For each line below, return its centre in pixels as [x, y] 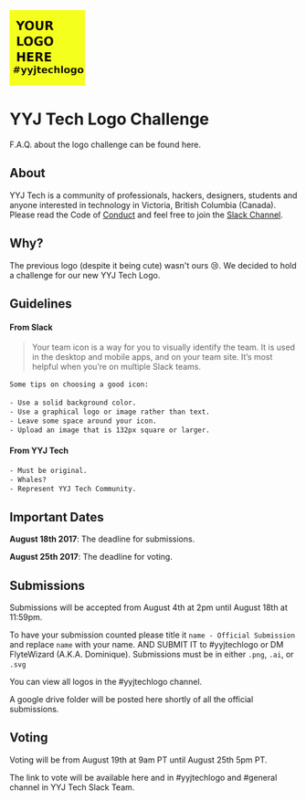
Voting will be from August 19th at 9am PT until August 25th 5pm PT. [138, 760]
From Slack [31, 327]
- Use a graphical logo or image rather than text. [110, 412]
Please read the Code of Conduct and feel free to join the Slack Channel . [146, 215]
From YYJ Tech [39, 450]
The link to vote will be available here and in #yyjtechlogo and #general [143, 777]
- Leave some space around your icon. [83, 421]
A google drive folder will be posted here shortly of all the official [132, 699]
